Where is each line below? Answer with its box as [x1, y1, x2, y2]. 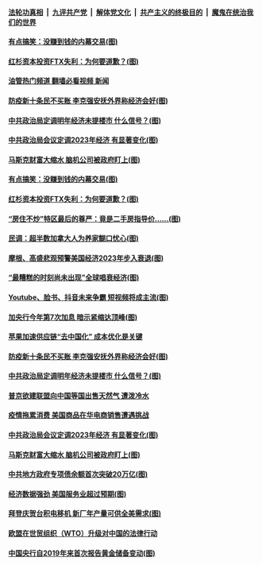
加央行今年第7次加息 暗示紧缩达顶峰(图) [8, 312, 138, 322]
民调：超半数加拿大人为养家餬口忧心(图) [8, 234, 139, 243]
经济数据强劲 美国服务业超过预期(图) [8, 489, 127, 498]
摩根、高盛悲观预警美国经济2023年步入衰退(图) [8, 253, 164, 262]
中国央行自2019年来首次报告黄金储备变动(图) [8, 548, 156, 558]
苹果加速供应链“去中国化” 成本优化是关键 [8, 332, 143, 342]
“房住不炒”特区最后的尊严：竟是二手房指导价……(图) [8, 214, 181, 223]
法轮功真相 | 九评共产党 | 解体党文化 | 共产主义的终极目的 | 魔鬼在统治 [8, 7, 247, 17]
